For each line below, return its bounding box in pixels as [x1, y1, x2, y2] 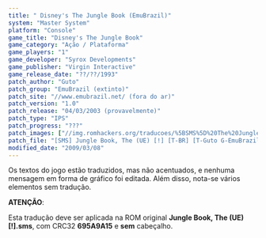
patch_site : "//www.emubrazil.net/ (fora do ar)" [8, 93, 176, 100]
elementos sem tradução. [8, 183, 92, 192]
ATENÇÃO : [8, 198, 45, 207]
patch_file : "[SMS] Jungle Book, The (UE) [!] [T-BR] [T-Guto [8, 136, 218, 145]
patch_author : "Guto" [8, 77, 80, 85]
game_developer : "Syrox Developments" [8, 56, 136, 64]
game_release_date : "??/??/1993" [8, 70, 119, 78]
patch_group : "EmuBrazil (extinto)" [8, 85, 129, 93]
